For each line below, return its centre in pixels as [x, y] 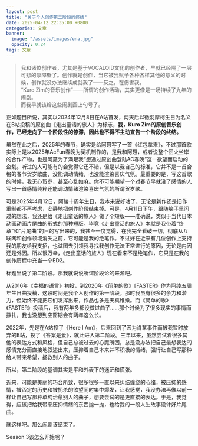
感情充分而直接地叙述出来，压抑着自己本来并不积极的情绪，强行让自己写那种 [99, 350]
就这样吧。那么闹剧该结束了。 [42, 424]
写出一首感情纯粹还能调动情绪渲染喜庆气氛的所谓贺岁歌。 [76, 188]
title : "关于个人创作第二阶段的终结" [47, 17]
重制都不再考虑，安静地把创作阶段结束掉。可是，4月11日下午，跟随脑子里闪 [98, 209]
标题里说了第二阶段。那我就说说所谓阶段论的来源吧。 [71, 273]
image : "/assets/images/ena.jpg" [52, 39]
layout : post [22, 12]
